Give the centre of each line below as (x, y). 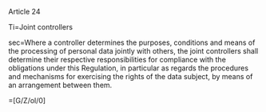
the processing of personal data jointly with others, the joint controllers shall (133, 51)
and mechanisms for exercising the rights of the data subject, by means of (131, 76)
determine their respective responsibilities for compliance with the (117, 60)
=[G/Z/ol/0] (27, 100)
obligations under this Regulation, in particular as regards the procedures (129, 68)
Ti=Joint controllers (41, 27)
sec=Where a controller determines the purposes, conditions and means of (132, 42)
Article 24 (24, 12)
